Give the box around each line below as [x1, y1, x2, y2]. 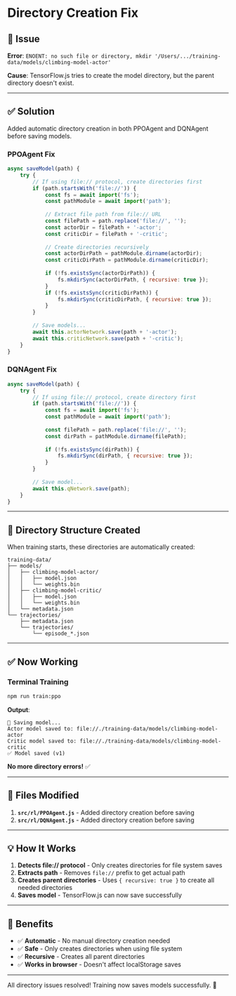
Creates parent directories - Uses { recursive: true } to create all [17, 876, 215, 884]
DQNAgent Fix [7, 365, 58, 374]
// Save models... [32, 322, 86, 329]
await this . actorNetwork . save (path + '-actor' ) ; [32, 328, 178, 335]
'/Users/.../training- [154, 53, 221, 60]
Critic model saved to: [7, 738, 77, 745]
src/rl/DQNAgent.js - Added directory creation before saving [17, 815, 195, 824]
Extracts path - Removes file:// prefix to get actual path [17, 869, 185, 877]
